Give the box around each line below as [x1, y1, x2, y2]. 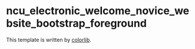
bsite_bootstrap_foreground [6, 17, 147, 30]
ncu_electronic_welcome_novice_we [6, 4, 190, 18]
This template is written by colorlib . [6, 36, 91, 43]
